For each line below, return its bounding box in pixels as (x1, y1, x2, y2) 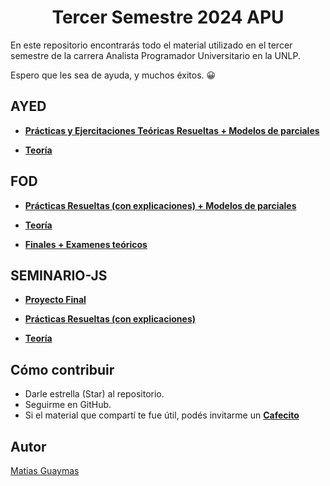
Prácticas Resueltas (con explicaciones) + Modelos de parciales (24, 199, 297, 211)
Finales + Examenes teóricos (24, 238, 148, 250)
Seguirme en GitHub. (24, 399, 112, 411)
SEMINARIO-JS (10, 267, 108, 284)
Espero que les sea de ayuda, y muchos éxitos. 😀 (10, 69, 217, 81)
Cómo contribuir (10, 361, 115, 378)
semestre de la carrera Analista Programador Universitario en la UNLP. (10, 49, 301, 61)
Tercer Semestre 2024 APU (51, 6, 285, 29)
